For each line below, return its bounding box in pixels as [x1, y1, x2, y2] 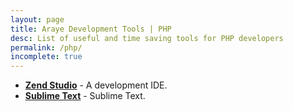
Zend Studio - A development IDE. [24, 79, 168, 91]
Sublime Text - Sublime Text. [24, 90, 146, 102]
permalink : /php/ [10, 42, 83, 53]
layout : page [10, 14, 65, 25]
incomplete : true [10, 52, 83, 62]
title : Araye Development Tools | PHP [10, 24, 172, 34]
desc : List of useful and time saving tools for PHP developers [10, 33, 284, 43]
